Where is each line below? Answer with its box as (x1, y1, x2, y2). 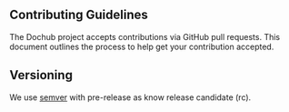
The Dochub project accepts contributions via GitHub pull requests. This (9, 31, 281, 42)
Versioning (9, 67, 73, 83)
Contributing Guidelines (9, 7, 148, 23)
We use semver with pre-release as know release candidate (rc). (9, 91, 252, 103)
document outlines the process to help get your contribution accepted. (9, 41, 274, 52)
